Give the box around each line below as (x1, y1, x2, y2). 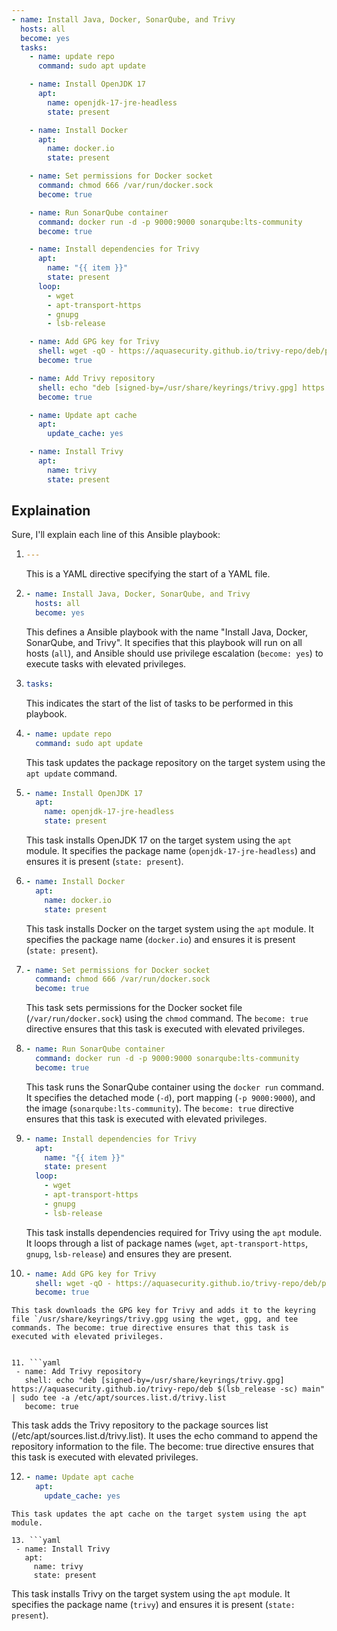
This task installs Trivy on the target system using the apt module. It (11, 1587, 291, 1600)
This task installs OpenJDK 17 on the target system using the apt (25, 834, 292, 846)
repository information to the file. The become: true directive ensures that (11, 1441, 314, 1453)
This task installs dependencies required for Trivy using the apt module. (25, 1226, 323, 1238)
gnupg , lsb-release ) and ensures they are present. (25, 1247, 233, 1260)
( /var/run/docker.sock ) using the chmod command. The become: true (25, 1012, 309, 1025)
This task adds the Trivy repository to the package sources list (11, 1419, 269, 1431)
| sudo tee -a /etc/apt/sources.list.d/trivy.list (11, 1393, 227, 1403)
